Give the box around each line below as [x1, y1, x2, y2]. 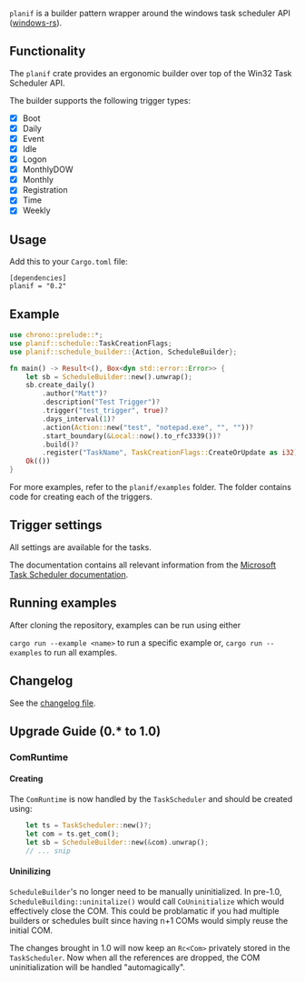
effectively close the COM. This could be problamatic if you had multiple [9, 905, 280, 917]
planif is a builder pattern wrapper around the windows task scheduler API [9, 8, 290, 18]
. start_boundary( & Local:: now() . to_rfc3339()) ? [42, 431, 221, 440]
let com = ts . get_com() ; [25, 829, 120, 838]
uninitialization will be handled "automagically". [9, 961, 186, 972]
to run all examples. [44, 646, 118, 657]
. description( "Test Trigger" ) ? [42, 397, 161, 407]
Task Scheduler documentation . [9, 568, 129, 580]
